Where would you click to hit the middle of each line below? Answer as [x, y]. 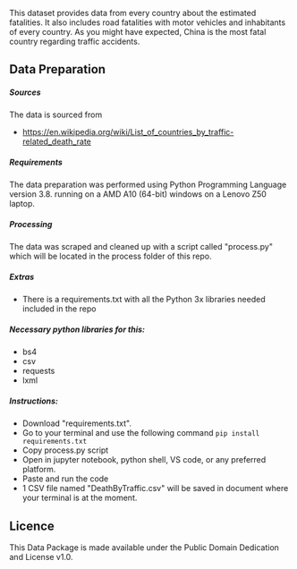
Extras [22, 276]
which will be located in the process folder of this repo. [110, 256]
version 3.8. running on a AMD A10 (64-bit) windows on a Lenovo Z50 [138, 194]
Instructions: [34, 401]
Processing [31, 224]
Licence [32, 526]
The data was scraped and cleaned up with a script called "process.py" [141, 247]
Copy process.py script [65, 450]
